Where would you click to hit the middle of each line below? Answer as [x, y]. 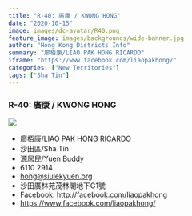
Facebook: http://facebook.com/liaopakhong [94, 194]
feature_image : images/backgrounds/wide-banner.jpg [96, 38]
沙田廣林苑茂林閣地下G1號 [62, 186]
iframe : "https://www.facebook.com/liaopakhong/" [93, 61]
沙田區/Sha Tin [44, 148]
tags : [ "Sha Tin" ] [39, 75]
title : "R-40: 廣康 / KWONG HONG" [65, 16]
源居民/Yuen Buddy [52, 158]
